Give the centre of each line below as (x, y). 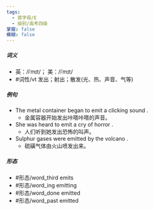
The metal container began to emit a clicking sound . (82, 110)
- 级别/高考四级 (30, 23)
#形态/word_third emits (44, 178)
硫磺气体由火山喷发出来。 (57, 146)
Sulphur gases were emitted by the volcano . (72, 139)
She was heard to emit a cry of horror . (64, 125)
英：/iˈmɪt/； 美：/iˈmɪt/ (44, 72)
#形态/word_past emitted (47, 201)
